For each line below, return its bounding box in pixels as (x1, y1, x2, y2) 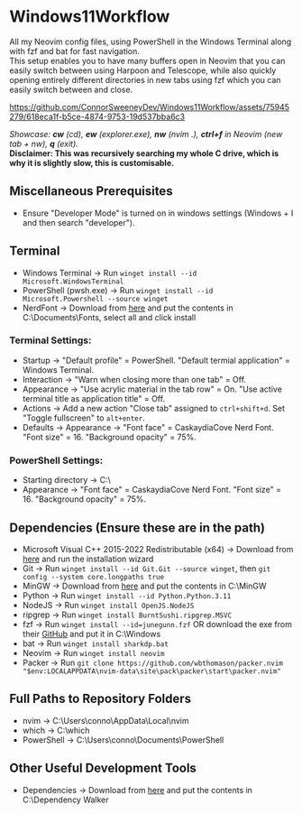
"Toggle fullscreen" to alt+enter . (22, 412, 146, 423)
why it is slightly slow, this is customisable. (9, 157, 174, 168)
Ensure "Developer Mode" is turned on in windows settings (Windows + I (22, 208, 294, 218)
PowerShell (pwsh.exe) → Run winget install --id (22, 284, 214, 295)
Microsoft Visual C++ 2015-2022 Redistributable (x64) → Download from (22, 543, 294, 554)
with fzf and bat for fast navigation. (9, 45, 140, 56)
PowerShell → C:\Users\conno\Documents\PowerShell (22, 734, 224, 745)
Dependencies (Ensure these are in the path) (9, 520, 266, 535)
